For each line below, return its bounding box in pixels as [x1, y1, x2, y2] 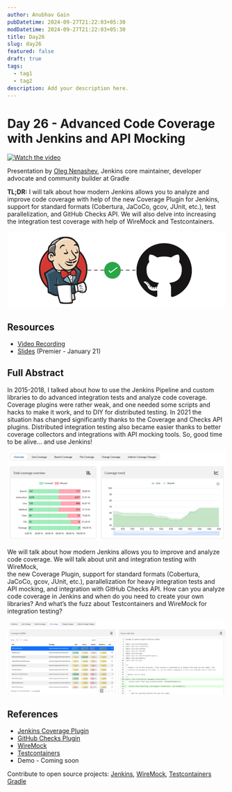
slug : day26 [7, 40, 42, 48]
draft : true [7, 56, 42, 63]
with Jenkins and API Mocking [7, 130, 186, 146]
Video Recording [17, 339, 66, 348]
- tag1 [13, 70, 33, 77]
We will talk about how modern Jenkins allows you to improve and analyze [7, 548, 220, 556]
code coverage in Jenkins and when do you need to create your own [7, 592, 204, 600]
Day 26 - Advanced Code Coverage [7, 116, 215, 132]
